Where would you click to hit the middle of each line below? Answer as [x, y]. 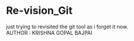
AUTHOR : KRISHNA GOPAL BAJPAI [49, 32]
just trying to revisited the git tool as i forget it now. [67, 27]
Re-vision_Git [39, 11]
